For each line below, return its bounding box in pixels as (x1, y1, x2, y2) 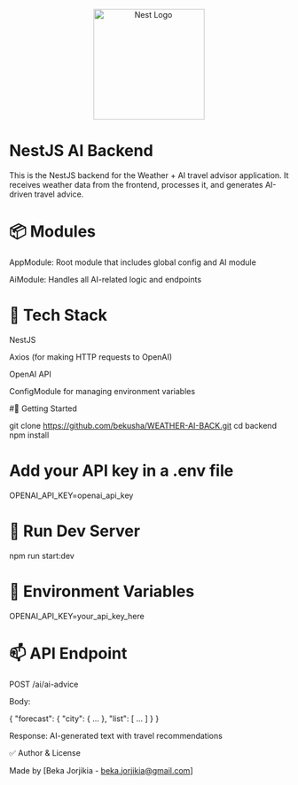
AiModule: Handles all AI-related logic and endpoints (9, 274, 202, 284)
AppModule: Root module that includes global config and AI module (9, 257, 257, 268)
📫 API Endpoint (9, 643, 128, 664)
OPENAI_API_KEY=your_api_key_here (9, 610, 145, 621)
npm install (9, 430, 50, 440)
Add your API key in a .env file (9, 461, 234, 480)
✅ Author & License (9, 747, 82, 758)
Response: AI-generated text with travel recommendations (9, 730, 223, 741)
